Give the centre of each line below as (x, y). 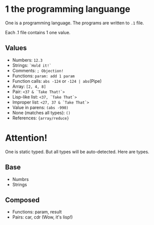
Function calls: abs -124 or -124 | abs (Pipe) (57, 81)
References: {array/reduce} (40, 118)
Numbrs (20, 179)
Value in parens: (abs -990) (40, 107)
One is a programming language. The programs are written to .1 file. (75, 23)
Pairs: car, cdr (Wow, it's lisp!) (42, 217)
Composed (22, 200)
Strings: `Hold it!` (32, 65)
